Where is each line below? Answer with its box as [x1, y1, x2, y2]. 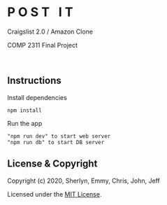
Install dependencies [7, 93, 68, 101]
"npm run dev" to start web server [7, 132, 111, 140]
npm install [7, 106, 42, 114]
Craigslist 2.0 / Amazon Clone [7, 27, 93, 36]
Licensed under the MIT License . [7, 190, 102, 198]
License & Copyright [7, 158, 98, 170]
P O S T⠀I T [7, 4, 73, 20]
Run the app [7, 119, 43, 127]
